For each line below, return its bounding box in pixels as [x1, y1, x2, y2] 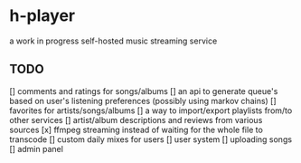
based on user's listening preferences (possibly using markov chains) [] [9, 95, 277, 106]
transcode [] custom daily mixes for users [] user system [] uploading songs [9, 133, 292, 145]
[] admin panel [9, 143, 63, 154]
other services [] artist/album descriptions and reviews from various [9, 114, 263, 125]
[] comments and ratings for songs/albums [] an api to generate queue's [9, 85, 278, 96]
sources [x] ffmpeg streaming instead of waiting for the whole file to [9, 124, 264, 135]
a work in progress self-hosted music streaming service [9, 35, 218, 46]
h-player [9, 5, 75, 26]
